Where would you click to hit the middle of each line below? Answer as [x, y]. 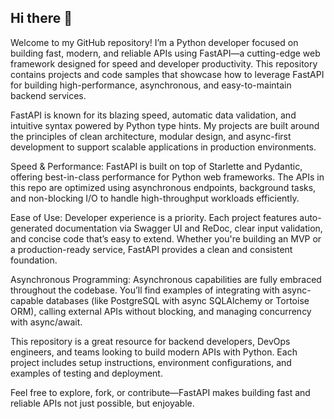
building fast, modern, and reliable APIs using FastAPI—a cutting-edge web [165, 53]
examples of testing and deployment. [86, 373]
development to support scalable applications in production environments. [163, 147]
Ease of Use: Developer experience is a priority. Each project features [154, 217]
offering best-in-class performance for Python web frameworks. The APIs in [167, 177]
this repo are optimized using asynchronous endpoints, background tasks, [163, 187]
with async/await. [46, 322]
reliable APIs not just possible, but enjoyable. [102, 403]
